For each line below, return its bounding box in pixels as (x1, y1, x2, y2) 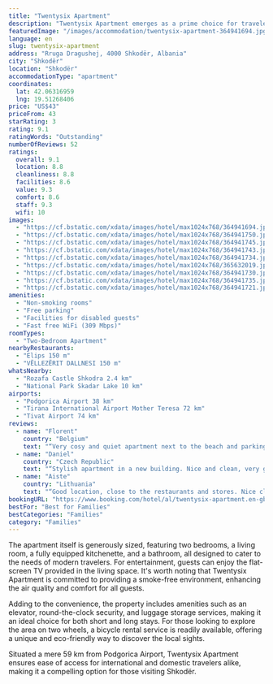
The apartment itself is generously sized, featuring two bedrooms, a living (8, 540, 256, 550)
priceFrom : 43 (8, 110, 57, 119)
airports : (8, 389, 42, 398)
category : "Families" (8, 517, 82, 526)
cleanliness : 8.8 (15, 171, 75, 179)
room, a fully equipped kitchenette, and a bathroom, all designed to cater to (8, 549, 262, 559)
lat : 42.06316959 (15, 87, 75, 96)
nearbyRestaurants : (8, 344, 75, 353)
